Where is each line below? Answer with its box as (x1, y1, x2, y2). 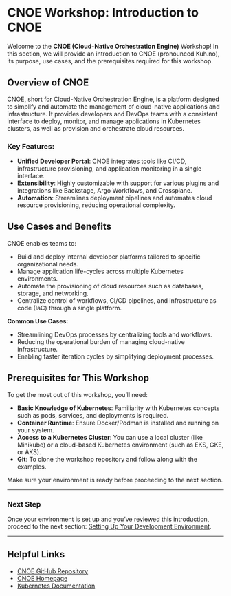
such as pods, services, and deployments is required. (16, 411, 169, 419)
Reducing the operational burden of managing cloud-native (16, 337, 186, 345)
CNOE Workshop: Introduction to (7, 5, 199, 21)
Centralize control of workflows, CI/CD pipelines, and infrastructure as (16, 296, 217, 304)
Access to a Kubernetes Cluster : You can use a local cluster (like (16, 433, 203, 441)
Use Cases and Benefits (7, 221, 112, 233)
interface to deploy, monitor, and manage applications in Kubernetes (7, 117, 201, 125)
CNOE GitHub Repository (16, 566, 89, 575)
